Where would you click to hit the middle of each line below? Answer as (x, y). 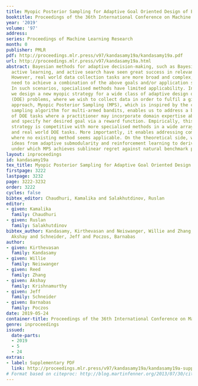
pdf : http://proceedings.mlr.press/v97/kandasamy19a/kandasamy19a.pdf (95, 55)
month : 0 (17, 45)
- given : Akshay (26, 280)
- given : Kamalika (29, 209)
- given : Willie (26, 259)
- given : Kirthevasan (33, 248)
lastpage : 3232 (25, 176)
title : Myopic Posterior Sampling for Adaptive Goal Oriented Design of (97, 12)
